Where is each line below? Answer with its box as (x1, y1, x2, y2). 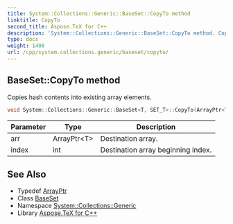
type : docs (7, 36, 39, 43)
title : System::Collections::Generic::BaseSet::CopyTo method (7, 10, 191, 17)
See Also (7, 168, 46, 180)
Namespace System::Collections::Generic (17, 202, 137, 210)
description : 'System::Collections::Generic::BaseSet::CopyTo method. (7, 29, 216, 37)
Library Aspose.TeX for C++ (17, 209, 98, 217)
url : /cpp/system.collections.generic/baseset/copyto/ (7, 49, 169, 56)
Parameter (10, 122, 46, 132)
